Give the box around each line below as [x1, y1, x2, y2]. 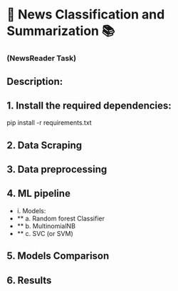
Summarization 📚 [6, 23, 115, 39]
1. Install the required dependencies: [6, 99, 172, 111]
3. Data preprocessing [6, 163, 108, 175]
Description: [6, 75, 63, 88]
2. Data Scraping [6, 139, 83, 151]
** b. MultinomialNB [16, 221, 76, 230]
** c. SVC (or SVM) [16, 229, 74, 238]
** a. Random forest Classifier [16, 214, 105, 223]
